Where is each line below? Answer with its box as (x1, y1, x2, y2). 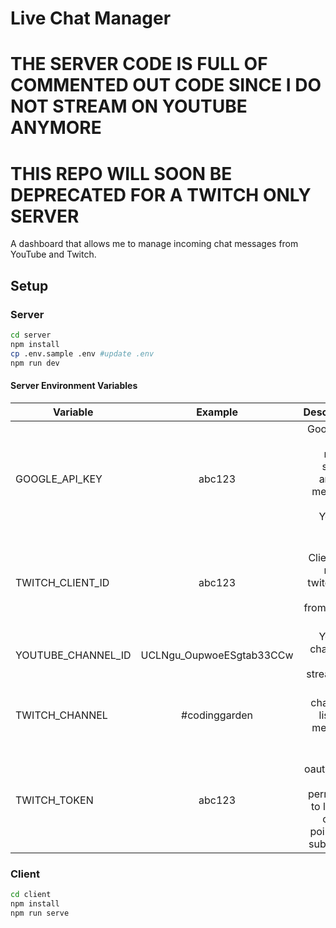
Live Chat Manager (10, 7, 172, 30)
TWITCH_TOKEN (15, 793, 94, 807)
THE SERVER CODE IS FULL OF (10, 53, 268, 76)
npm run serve (10, 908, 70, 918)
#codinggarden (181, 708, 253, 722)
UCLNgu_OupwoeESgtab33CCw (140, 648, 294, 662)
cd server (10, 330, 52, 340)
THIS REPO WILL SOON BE (10, 162, 233, 185)
